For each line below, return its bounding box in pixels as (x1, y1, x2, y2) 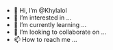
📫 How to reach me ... (13, 36, 77, 43)
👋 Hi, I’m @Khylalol (13, 7, 67, 14)
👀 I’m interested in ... (13, 14, 72, 22)
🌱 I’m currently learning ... (13, 21, 87, 28)
